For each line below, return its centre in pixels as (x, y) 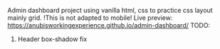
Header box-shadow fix (52, 39)
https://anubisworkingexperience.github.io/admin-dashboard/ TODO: (109, 25)
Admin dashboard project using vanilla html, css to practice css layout (110, 10)
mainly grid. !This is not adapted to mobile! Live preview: (90, 18)
